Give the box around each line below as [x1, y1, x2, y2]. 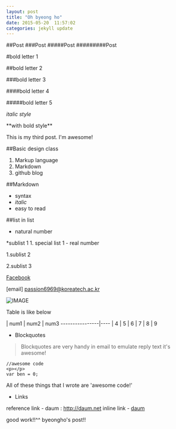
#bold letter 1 [6, 53, 39, 60]
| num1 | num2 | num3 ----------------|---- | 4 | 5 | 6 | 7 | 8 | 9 [6, 320, 158, 327]
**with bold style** [6, 122, 53, 130]
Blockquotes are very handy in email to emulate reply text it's [20, 343, 171, 351]
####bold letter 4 [6, 87, 49, 95]
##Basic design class [6, 145, 58, 152]
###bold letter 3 [6, 76, 46, 83]
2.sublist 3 [6, 263, 32, 270]
